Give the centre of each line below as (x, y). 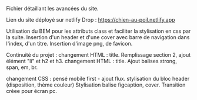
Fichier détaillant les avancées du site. (52, 8)
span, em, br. (22, 67)
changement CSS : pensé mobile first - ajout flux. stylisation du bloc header (98, 79)
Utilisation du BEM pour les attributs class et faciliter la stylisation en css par (98, 31)
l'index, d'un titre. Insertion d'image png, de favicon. (69, 44)
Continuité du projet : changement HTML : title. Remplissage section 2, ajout (98, 55)
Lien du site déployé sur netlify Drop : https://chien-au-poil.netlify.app (91, 20)
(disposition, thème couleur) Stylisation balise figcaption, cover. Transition (96, 85)
